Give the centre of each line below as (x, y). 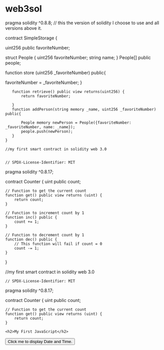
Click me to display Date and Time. (40, 341)
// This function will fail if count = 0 (58, 244)
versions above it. (24, 28)
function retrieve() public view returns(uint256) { (68, 91)
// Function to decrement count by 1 (45, 235)
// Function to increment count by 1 (45, 213)
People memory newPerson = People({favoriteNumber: (76, 122)
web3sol (24, 9)
